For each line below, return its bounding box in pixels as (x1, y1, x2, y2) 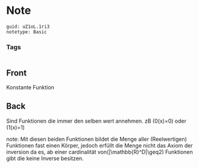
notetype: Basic (6, 28, 47, 35)
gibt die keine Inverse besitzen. (6, 155, 84, 162)
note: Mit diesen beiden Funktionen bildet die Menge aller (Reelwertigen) (6, 135, 187, 143)
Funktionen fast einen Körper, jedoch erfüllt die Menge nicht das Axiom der (6, 141, 193, 149)
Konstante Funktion (6, 84, 54, 91)
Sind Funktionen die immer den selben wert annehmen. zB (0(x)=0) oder (6, 117, 187, 124)
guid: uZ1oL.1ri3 (6, 24, 50, 30)
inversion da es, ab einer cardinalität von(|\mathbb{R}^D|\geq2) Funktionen (6, 148, 193, 155)
